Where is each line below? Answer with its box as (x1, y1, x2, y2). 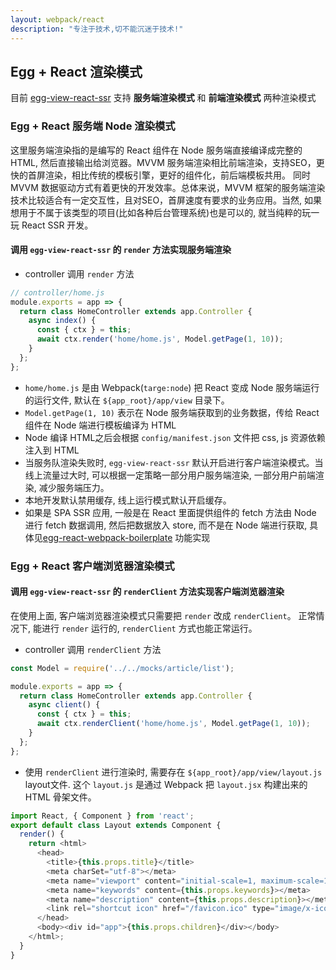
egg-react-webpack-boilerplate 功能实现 (42, 531, 211, 543)
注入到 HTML (24, 444, 80, 456)
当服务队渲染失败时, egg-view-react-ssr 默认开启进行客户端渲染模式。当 (24, 456, 324, 468)
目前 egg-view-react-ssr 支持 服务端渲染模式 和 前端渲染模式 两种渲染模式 (10, 92, 317, 104)
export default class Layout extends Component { (10, 820, 222, 830)
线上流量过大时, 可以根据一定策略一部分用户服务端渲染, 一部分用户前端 (24, 469, 316, 481)
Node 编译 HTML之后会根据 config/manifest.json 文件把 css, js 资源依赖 (24, 431, 326, 443)
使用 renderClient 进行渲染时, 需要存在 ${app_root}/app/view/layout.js (24, 766, 323, 778)
